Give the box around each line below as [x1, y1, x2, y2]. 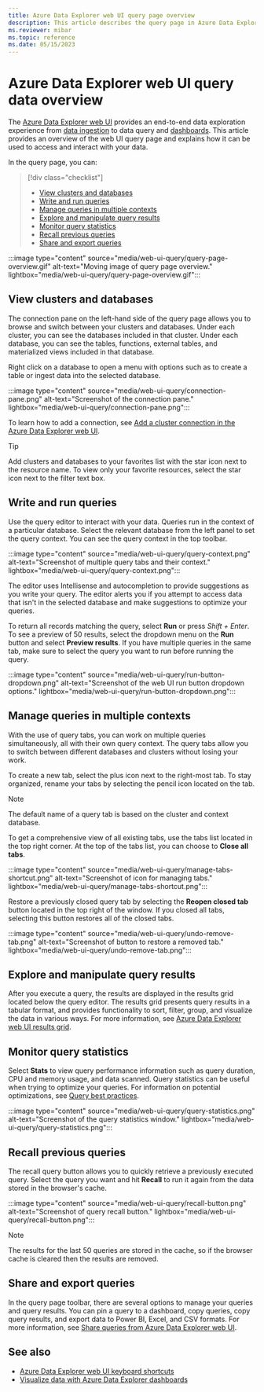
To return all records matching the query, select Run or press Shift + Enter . [8, 621, 250, 630]
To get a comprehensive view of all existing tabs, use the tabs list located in [8, 832, 253, 842]
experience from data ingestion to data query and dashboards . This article [8, 126, 249, 135]
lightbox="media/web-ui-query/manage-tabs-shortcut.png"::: [8, 881, 208, 891]
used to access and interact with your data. [8, 142, 148, 152]
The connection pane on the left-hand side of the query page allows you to [8, 314, 251, 323]
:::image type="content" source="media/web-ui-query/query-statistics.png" [8, 1106, 255, 1116]
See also [8, 1346, 51, 1359]
